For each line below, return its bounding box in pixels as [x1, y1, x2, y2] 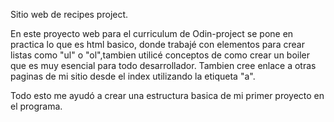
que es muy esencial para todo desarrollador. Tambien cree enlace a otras [10, 60, 317, 71]
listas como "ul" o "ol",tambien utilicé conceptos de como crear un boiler [10, 49, 311, 61]
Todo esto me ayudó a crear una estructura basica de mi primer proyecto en [10, 90, 325, 101]
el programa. [10, 100, 63, 112]
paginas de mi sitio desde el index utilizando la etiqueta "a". [10, 70, 256, 82]
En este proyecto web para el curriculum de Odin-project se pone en [10, 28, 294, 39]
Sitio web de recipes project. [10, 9, 129, 20]
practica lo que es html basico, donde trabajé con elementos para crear [10, 39, 305, 50]
